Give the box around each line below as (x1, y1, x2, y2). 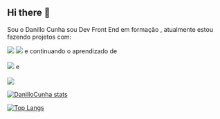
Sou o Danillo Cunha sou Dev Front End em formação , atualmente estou (7, 25, 213, 33)
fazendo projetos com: (7, 33, 72, 41)
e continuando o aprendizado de (24, 46, 118, 55)
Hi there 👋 (7, 7, 51, 19)
